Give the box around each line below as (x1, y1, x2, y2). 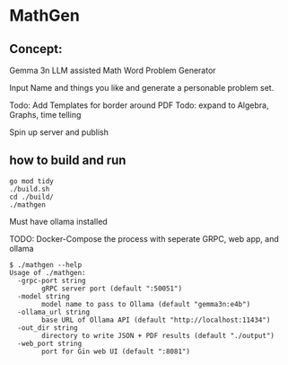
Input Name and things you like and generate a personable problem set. (9, 83, 275, 93)
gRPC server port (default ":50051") (41, 284, 182, 293)
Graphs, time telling (9, 110, 82, 120)
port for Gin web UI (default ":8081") (41, 347, 191, 356)
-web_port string (17, 339, 83, 348)
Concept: (9, 41, 63, 57)
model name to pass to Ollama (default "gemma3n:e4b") (41, 299, 251, 308)
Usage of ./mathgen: (9, 268, 87, 277)
